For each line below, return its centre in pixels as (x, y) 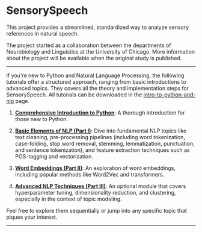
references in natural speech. (43, 33)
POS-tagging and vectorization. (54, 156)
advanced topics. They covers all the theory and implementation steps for (98, 88)
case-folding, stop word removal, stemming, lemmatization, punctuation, (105, 143)
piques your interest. (32, 217)
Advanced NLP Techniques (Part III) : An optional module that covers (100, 186)
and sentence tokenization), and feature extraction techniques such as (103, 150)
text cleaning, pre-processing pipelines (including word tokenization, (100, 137)
